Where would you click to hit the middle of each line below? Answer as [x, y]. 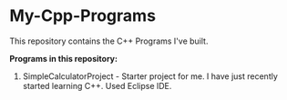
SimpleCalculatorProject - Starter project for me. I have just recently [150, 76]
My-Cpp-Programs [83, 16]
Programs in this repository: [64, 58]
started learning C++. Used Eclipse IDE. [97, 85]
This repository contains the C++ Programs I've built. [109, 41]
